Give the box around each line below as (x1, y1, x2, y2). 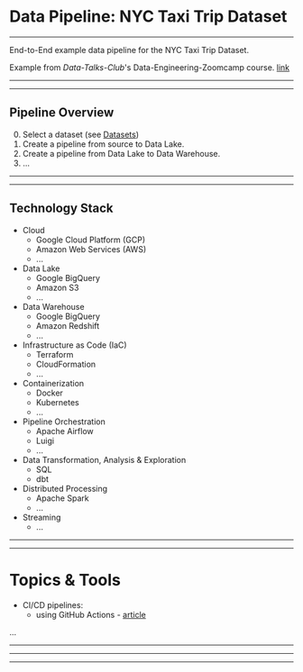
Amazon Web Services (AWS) (35, 243, 147, 254)
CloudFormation (35, 359, 96, 369)
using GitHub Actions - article (35, 609, 146, 620)
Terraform (35, 349, 74, 359)
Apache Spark (35, 493, 89, 504)
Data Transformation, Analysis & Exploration (22, 454, 187, 465)
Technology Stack (9, 201, 114, 216)
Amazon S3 (35, 282, 79, 293)
